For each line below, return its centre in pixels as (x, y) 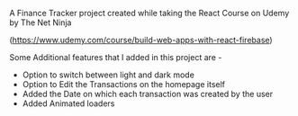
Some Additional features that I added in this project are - (116, 57)
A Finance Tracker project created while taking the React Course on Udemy (149, 13)
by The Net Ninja (41, 22)
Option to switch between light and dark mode (108, 75)
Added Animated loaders (68, 103)
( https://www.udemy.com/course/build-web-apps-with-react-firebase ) (141, 40)
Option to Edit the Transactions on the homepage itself (124, 84)
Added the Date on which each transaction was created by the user (147, 94)
